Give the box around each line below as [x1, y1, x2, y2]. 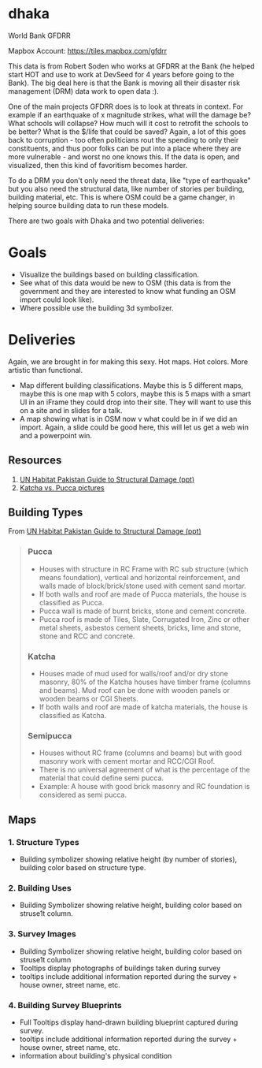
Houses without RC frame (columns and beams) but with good [39, 748, 242, 757]
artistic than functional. [8, 365, 83, 374]
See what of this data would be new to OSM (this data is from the [19, 277, 231, 288]
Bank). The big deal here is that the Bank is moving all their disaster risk [8, 78, 241, 87]
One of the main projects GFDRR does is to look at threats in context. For [8, 102, 244, 111]
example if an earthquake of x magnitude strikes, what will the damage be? [8, 110, 252, 119]
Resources [8, 454, 62, 467]
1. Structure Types [8, 836, 80, 847]
